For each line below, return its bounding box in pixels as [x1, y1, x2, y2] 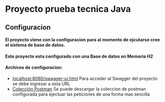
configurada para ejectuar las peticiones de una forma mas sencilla [12, 91, 150, 97]
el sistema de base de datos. [5, 42, 65, 48]
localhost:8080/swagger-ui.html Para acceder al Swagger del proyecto [12, 75, 158, 81]
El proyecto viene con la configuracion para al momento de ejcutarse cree [5, 37, 160, 43]
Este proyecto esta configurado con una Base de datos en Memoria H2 [5, 53, 154, 59]
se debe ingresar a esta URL [12, 80, 70, 87]
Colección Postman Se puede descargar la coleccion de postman [12, 86, 146, 92]
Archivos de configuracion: [5, 65, 63, 70]
